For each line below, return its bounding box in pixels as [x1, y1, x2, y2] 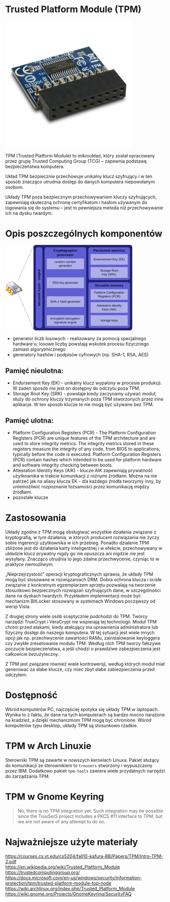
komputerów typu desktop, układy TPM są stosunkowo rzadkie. [5, 722, 139, 728]
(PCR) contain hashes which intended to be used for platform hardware [12, 457, 162, 463]
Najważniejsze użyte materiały [5, 836, 138, 848]
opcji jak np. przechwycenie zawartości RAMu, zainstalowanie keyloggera [5, 634, 160, 641]
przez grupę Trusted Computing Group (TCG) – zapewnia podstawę [5, 158, 147, 164]
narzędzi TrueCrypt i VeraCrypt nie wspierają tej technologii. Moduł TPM [5, 618, 157, 625]
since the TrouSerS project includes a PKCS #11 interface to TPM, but [17, 813, 163, 819]
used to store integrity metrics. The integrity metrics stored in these [12, 441, 154, 447]
